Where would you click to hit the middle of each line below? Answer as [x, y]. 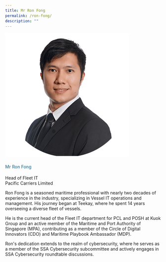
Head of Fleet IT [22, 178]
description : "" [22, 21]
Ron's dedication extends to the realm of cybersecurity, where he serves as [82, 244]
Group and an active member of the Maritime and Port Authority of [73, 223]
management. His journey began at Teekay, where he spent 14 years [75, 203]
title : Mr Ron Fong [25, 10]
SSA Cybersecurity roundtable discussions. [50, 254]
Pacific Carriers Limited [29, 183]
